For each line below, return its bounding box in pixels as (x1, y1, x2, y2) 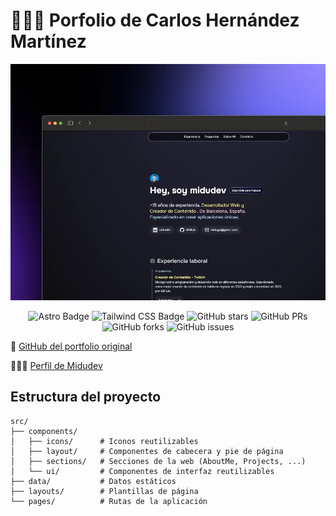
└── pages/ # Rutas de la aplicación (10, 496, 208, 506)
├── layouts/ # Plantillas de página (10, 486, 199, 496)
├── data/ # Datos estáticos (10, 476, 177, 486)
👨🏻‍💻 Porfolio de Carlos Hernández (10, 9, 300, 32)
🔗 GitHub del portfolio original (10, 340, 133, 352)
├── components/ (10, 426, 78, 436)
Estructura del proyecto (10, 389, 162, 406)
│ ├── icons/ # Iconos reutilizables (10, 436, 199, 446)
